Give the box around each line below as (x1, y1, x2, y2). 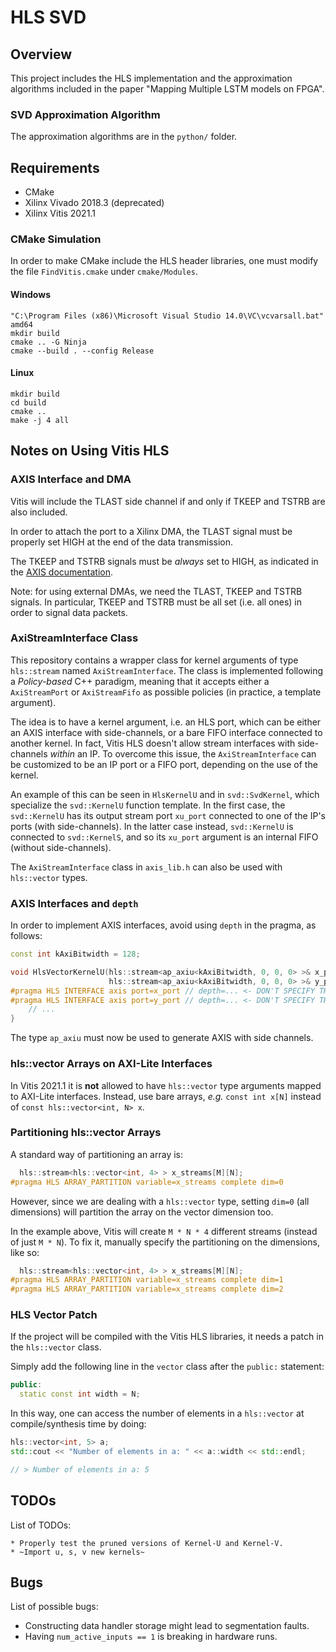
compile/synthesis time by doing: (10, 1418, 147, 1430)
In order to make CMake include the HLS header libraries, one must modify (10, 255, 319, 267)
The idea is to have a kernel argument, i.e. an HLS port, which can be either (10, 716, 322, 728)
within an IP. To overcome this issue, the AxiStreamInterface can (49, 747, 317, 760)
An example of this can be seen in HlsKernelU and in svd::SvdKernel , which (10, 788, 320, 800)
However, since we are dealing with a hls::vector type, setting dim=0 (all (10, 1195, 310, 1207)
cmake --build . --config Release (10, 346, 155, 356)
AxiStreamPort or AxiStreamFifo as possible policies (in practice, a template (10, 686, 322, 698)
